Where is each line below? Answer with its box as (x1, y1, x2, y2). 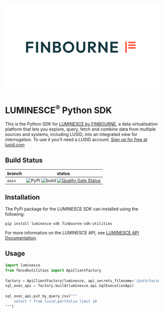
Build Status (5, 156, 43, 164)
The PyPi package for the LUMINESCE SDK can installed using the (5, 206, 139, 212)
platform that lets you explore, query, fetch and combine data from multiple (5, 126, 156, 132)
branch (7, 170, 22, 176)
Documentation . (5, 235, 38, 241)
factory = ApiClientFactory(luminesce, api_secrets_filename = (5, 278, 134, 283)
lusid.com (5, 142, 25, 148)
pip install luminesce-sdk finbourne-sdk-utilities (5, 222, 112, 226)
